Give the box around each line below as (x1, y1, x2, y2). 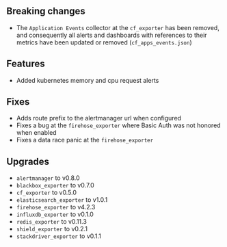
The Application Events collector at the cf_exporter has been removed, (16, 23, 219, 31)
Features (6, 58, 45, 70)
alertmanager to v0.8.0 (16, 174, 80, 182)
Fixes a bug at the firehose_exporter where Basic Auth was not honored (16, 121, 221, 129)
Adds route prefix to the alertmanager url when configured (16, 114, 182, 122)
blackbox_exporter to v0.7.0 (16, 181, 95, 190)
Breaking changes (6, 5, 86, 17)
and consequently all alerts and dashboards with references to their (16, 31, 207, 39)
